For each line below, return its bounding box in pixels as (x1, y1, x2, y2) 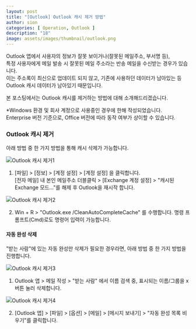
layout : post (6, 8, 38, 15)
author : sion (6, 19, 38, 25)
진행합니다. (6, 252, 32, 259)
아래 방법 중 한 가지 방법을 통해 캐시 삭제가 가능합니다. (6, 145, 129, 152)
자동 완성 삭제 (6, 231, 37, 238)
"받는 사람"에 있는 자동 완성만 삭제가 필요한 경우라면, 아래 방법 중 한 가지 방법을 (6, 245, 187, 252)
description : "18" (6, 30, 51, 36)
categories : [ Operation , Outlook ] (6, 25, 95, 31)
